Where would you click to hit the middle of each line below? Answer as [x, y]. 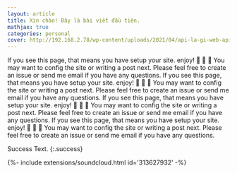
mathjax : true [28, 27]
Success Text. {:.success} [45, 149]
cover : [17, 40]
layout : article [31, 14]
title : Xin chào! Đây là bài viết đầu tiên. [74, 20]
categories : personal [39, 34]
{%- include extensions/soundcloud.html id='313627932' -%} [97, 162]
